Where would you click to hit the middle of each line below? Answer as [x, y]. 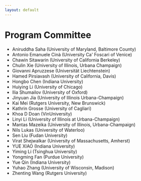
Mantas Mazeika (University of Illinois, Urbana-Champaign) [74, 124]
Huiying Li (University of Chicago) [47, 87]
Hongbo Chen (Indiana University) [48, 81]
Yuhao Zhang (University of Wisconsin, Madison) [63, 167]
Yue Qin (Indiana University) [41, 162]
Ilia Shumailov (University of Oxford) [50, 92]
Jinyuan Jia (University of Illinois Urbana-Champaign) [68, 97]
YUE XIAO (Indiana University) [43, 146]
